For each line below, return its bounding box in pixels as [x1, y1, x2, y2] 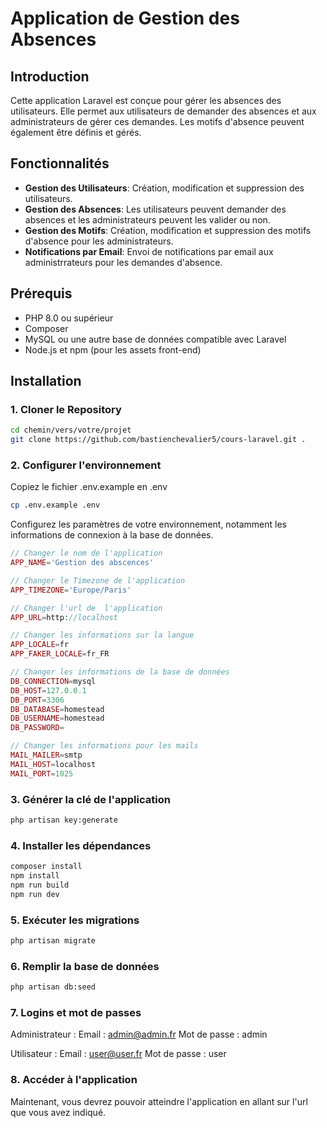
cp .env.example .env [10, 500, 101, 511]
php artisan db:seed [10, 982, 97, 992]
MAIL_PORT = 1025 [10, 768, 74, 779]
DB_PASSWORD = [10, 723, 65, 733]
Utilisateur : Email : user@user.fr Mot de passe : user [10, 1048, 227, 1060]
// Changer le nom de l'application [10, 548, 163, 559]
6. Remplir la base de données [10, 959, 160, 973]
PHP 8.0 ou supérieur [24, 312, 114, 324]
